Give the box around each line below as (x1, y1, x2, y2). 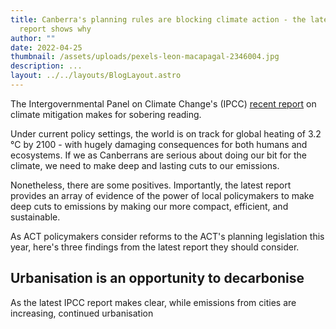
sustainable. (10, 211, 61, 223)
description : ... (10, 61, 83, 71)
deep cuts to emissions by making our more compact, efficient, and (10, 200, 289, 212)
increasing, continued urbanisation (10, 307, 154, 319)
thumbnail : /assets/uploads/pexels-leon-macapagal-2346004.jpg (10, 52, 280, 62)
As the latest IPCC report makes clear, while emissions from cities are (10, 296, 297, 308)
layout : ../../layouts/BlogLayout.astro (10, 71, 182, 81)
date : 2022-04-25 (10, 42, 83, 53)
